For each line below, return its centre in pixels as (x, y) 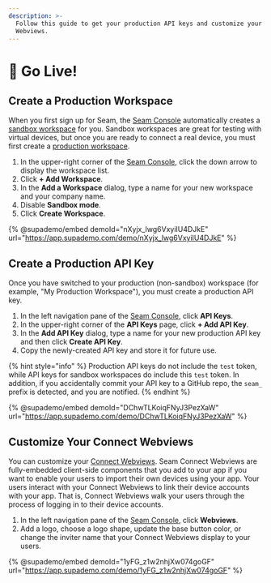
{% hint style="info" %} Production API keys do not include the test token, (133, 367)
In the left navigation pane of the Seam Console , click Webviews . (129, 520)
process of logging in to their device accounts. (86, 504)
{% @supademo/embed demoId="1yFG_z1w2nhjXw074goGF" (112, 562)
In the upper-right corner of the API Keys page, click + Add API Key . (134, 324)
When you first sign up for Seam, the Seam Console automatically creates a (134, 120)
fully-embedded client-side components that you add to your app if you (127, 470)
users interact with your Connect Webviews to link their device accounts (129, 487)
